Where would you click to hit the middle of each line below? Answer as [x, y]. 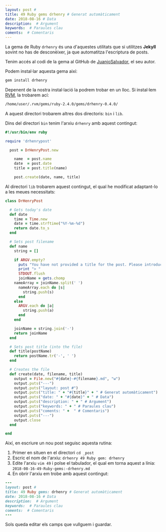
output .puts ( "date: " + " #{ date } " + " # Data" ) [64, 397]
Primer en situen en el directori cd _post [53, 453]
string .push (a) [39, 311]
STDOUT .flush [32, 274]
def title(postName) [31, 351]
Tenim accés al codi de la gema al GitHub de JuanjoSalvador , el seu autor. [81, 62]
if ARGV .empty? [30, 260]
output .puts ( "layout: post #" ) [46, 388]
